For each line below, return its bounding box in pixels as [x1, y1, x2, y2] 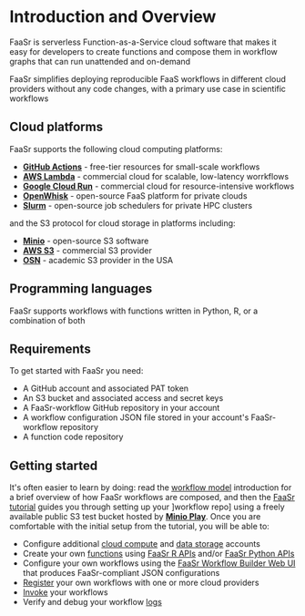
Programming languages [9, 281, 153, 297]
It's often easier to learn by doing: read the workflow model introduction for [9, 482, 292, 493]
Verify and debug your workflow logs [22, 597, 162, 608]
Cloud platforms [9, 119, 103, 135]
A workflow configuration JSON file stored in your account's [22, 412, 249, 423]
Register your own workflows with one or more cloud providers [22, 577, 259, 589]
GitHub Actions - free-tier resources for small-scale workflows [22, 161, 260, 172]
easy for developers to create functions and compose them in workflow [9, 46, 278, 56]
